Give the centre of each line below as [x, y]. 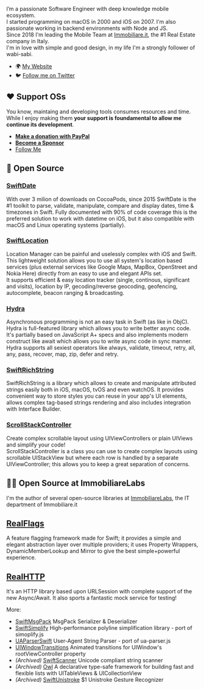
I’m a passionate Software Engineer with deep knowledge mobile [88, 9]
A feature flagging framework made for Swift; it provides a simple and [94, 538]
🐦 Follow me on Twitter [45, 75]
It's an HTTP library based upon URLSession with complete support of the [99, 592]
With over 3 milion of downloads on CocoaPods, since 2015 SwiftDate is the [101, 199]
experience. [21, 557]
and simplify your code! [36, 445]
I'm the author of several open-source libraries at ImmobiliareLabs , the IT [98, 498]
